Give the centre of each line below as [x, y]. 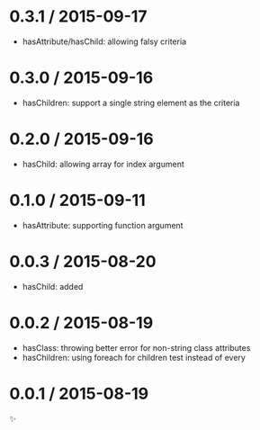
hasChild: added [53, 286]
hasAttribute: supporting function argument [103, 225]
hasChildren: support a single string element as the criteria [131, 103]
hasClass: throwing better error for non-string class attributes [136, 347]
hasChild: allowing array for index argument [103, 164]
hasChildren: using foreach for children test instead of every [134, 357]
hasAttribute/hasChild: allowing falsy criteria [104, 41]
